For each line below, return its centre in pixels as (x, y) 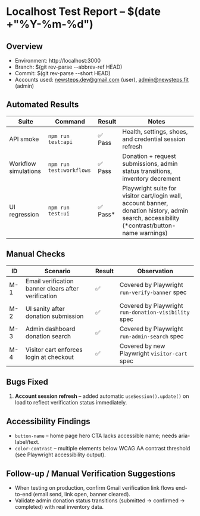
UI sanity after (45, 308)
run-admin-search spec (151, 336)
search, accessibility (151, 218)
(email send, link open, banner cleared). (82, 495)
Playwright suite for (149, 188)
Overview (25, 46)
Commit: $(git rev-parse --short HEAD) (62, 73)
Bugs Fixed (27, 382)
